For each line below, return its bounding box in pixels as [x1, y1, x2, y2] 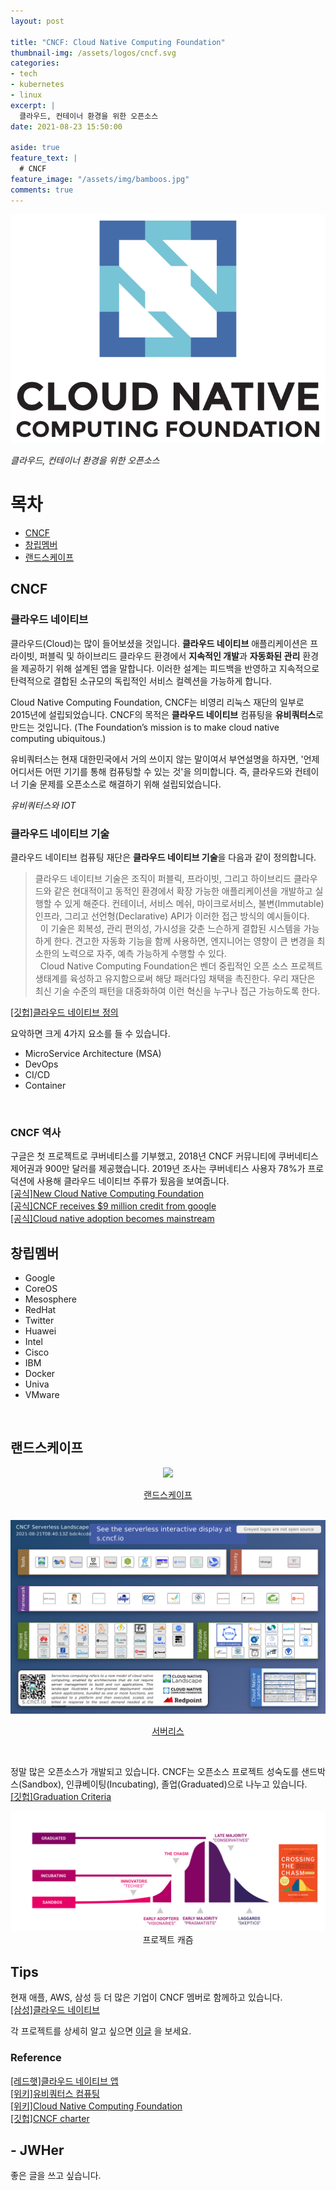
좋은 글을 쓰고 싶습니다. [10, 2170, 102, 2182]
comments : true [10, 185, 74, 195]
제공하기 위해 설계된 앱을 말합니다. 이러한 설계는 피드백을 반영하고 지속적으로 [20, 662, 320, 674]
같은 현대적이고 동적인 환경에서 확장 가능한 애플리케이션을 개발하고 [53, 885, 313, 897]
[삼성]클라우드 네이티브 [10, 2004, 100, 2016]
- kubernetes [10, 80, 65, 90]
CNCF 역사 [10, 1125, 62, 1139]
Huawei [24, 1325, 57, 1337]
